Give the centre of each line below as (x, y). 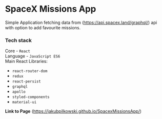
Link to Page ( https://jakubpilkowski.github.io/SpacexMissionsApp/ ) (73, 111)
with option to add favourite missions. (43, 27)
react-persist (26, 81)
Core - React (18, 51)
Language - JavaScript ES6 (33, 56)
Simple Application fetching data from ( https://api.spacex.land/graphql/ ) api (81, 22)
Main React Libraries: (26, 61)
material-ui (24, 102)
